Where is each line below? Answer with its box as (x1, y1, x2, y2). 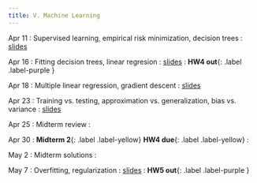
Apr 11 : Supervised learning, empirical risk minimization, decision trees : (8, 33, 243, 43)
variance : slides (8, 104, 61, 114)
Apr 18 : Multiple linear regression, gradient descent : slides (8, 80, 201, 90)
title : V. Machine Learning (8, 11, 101, 20)
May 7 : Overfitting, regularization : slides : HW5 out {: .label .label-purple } (8, 165, 250, 174)
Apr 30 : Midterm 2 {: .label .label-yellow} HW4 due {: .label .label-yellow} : (8, 135, 250, 144)
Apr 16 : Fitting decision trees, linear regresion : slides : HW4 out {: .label (8, 57, 242, 66)
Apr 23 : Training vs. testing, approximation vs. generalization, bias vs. (8, 95, 237, 105)
